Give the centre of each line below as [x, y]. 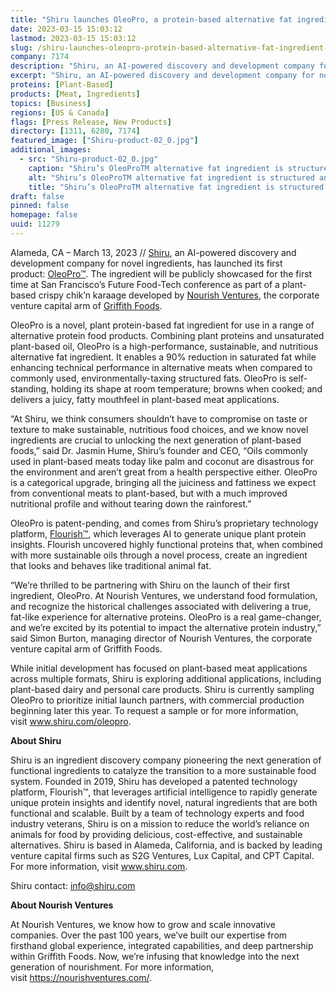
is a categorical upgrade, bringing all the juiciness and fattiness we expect [163, 482]
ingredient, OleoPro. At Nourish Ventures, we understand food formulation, [164, 595]
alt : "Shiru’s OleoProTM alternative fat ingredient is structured [171, 177]
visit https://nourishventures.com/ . [81, 977]
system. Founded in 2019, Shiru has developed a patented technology [154, 781]
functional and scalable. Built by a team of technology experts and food [157, 813]
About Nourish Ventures [62, 905]
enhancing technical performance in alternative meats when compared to [161, 367]
